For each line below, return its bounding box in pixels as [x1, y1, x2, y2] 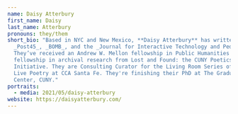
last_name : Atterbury [7, 23, 72, 30]
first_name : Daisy [7, 17, 62, 24]
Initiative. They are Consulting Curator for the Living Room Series [13, 63, 223, 70]
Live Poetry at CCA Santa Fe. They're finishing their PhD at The [13, 69, 214, 76]
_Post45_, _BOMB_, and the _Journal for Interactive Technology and [13, 43, 220, 50]
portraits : [7, 83, 40, 90]
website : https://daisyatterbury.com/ [7, 96, 122, 103]
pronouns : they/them [7, 30, 69, 38]
